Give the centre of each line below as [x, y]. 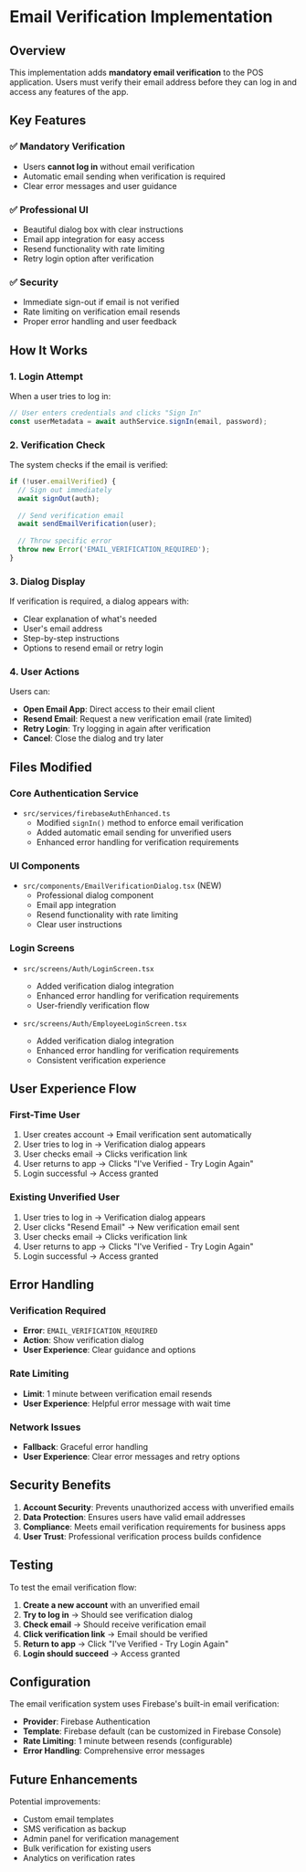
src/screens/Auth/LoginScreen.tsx [88, 969]
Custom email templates [68, 1819]
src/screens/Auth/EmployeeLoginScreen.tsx [105, 1024]
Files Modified [51, 767]
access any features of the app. [69, 92]
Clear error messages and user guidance [100, 185]
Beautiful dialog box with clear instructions [103, 229]
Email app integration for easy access [94, 238]
